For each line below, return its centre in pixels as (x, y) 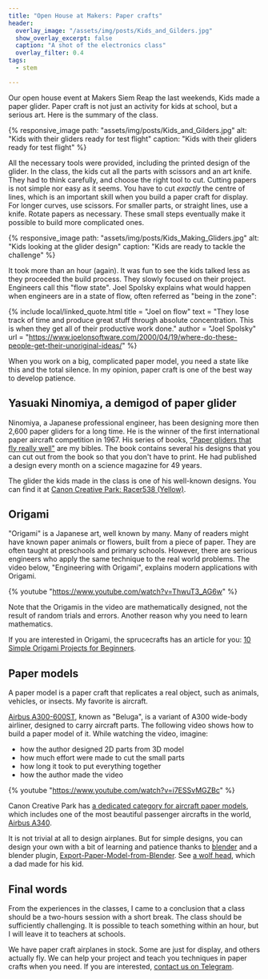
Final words (38, 889)
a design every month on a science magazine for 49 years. (105, 465)
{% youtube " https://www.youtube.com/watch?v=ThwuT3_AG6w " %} (123, 592)
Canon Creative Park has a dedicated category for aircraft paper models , (128, 806)
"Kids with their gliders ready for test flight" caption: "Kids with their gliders (133, 139)
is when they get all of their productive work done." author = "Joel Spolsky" (132, 328)
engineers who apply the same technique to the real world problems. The (129, 559)
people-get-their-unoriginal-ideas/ (65, 345)
